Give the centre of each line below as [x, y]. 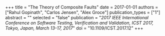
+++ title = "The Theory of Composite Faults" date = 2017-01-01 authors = [82, 7]
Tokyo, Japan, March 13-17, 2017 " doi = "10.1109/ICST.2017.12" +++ [74, 28]
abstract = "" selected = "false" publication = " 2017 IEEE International [77, 18]
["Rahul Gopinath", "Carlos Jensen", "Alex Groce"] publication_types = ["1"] [83, 12]
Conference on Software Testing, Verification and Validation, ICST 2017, [79, 23]
